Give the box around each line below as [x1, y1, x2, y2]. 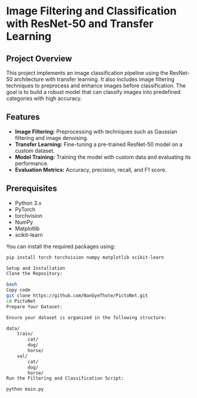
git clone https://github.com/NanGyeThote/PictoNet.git [6, 293, 148, 299]
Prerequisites [6, 184, 57, 194]
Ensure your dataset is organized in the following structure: [6, 314, 167, 321]
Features [6, 112, 40, 122]
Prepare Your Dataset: [6, 303, 63, 309]
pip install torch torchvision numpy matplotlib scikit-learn [6, 254, 164, 260]
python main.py [6, 386, 44, 393]
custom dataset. [14, 147, 55, 154]
